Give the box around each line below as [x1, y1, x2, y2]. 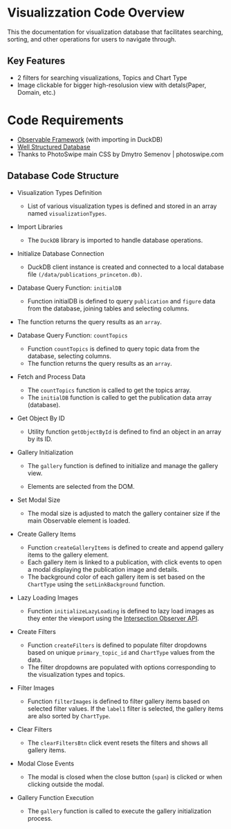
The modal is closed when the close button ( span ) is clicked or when [27, 772, 223, 781]
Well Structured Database [17, 142, 91, 151]
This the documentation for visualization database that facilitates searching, [7, 28, 223, 36]
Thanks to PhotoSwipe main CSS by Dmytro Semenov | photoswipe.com [17, 150, 224, 158]
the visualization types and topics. [27, 670, 125, 678]
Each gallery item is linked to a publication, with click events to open [27, 558, 223, 566]
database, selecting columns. [27, 351, 112, 360]
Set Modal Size [17, 496, 61, 504]
